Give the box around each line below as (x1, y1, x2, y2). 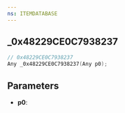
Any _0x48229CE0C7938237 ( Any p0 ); (7, 60, 108, 68)
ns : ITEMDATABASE (7, 10, 58, 17)
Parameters (7, 80, 59, 92)
